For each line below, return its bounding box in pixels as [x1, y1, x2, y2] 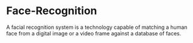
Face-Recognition [6, 4, 98, 18]
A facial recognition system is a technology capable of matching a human [6, 24, 188, 31]
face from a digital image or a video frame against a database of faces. [6, 29, 182, 37]
